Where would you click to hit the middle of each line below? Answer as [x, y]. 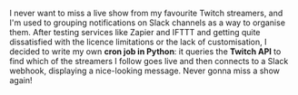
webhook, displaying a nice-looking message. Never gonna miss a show [144, 71]
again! [21, 80]
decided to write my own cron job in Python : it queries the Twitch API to [145, 52]
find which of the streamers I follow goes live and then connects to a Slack [149, 61]
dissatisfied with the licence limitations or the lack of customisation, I [138, 42]
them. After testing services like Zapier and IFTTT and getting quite [135, 32]
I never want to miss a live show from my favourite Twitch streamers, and [146, 13]
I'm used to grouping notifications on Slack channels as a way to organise [148, 23]
